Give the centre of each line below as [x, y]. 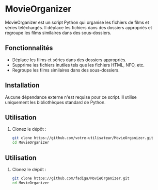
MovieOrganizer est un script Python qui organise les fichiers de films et [77, 22]
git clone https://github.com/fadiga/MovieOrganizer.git [71, 178]
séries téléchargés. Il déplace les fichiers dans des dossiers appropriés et [79, 27]
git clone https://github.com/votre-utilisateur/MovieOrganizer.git [83, 138]
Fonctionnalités [29, 48]
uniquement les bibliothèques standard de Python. [55, 102]
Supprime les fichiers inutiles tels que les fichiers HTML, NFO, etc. [78, 65]
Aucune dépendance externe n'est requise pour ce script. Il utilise [71, 97]
